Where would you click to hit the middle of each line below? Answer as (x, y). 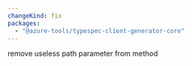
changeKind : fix (35, 16)
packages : (24, 23)
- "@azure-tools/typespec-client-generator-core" (100, 31)
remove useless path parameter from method (83, 54)
